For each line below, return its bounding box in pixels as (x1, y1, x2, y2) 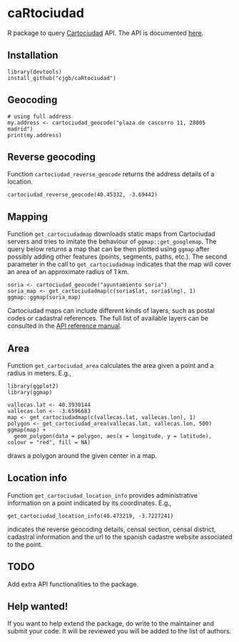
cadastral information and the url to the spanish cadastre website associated (7, 532, 233, 541)
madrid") (7, 125, 34, 133)
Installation (7, 49, 59, 61)
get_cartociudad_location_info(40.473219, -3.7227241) (7, 512, 174, 519)
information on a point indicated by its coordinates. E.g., (7, 498, 172, 507)
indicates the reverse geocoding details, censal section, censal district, (7, 525, 216, 533)
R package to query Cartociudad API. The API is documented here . (7, 29, 204, 37)
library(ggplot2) (7, 383, 59, 390)
